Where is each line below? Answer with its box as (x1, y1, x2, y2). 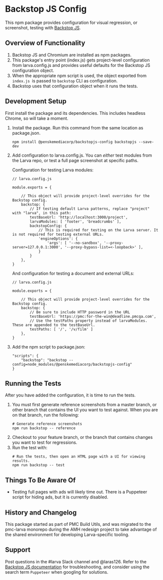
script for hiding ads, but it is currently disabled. (12, 494, 109, 500)
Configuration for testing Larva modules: (12, 167, 94, 173)
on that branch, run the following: (12, 412, 79, 418)
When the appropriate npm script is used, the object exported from (12, 72, 147, 79)
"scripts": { (12, 353, 39, 358)
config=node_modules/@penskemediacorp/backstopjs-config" (12, 362, 132, 367)
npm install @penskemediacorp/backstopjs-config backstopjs (12, 139, 137, 145)
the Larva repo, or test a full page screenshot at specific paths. (12, 157, 139, 163)
